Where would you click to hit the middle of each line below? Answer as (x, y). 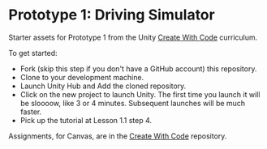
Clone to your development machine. (82, 77)
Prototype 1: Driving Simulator (112, 15)
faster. (31, 112)
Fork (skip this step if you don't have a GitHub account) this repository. (138, 68)
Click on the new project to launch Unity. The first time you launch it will (140, 94)
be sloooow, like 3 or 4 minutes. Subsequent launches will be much (133, 103)
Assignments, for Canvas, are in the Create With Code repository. (118, 136)
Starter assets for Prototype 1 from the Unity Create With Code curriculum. (133, 37)
